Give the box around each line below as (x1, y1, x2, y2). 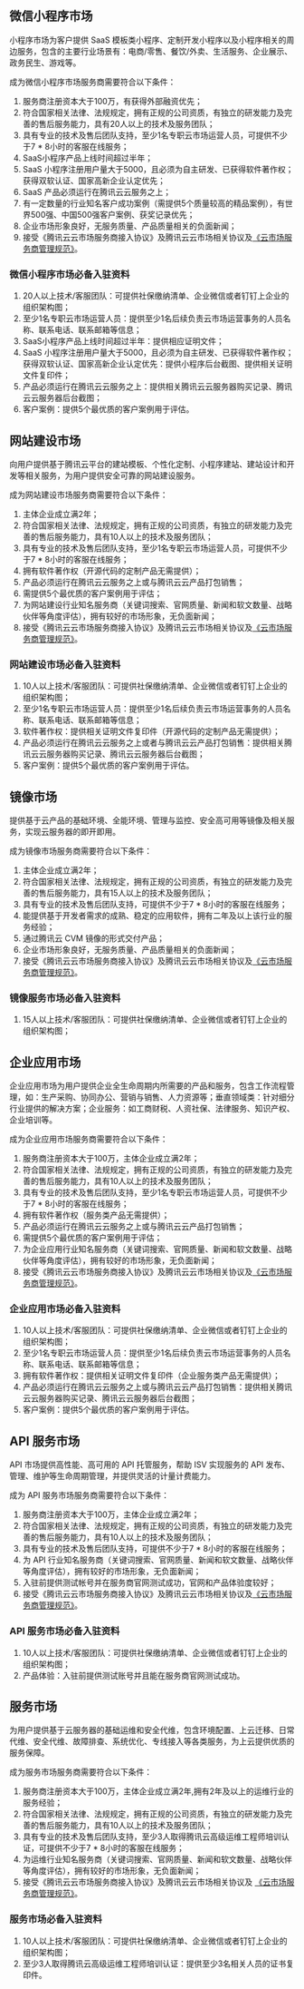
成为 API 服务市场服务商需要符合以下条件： (9, 1490, 170, 1501)
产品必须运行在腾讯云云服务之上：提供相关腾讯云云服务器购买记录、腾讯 (22, 381, 292, 392)
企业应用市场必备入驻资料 (9, 1303, 121, 1316)
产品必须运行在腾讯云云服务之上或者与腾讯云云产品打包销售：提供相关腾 (22, 738, 292, 749)
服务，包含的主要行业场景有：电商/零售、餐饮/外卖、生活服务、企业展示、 (16, 45, 293, 56)
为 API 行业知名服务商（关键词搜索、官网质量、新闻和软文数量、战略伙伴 (22, 1554, 294, 1565)
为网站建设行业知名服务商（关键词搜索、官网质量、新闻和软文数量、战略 (22, 599, 292, 610)
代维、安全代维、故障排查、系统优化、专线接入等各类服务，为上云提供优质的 (9, 1736, 295, 1747)
